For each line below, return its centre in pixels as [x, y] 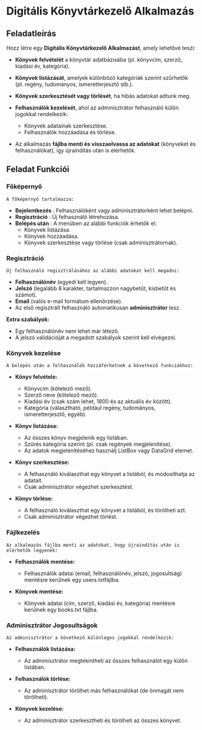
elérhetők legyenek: [32, 550]
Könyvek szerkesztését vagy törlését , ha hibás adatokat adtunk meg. [103, 96]
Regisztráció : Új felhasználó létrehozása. [67, 217]
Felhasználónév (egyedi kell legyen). [61, 282]
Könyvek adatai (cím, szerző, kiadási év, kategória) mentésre [100, 603]
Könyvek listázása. [47, 230]
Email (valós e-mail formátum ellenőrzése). [69, 301]
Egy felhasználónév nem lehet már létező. [67, 331]
